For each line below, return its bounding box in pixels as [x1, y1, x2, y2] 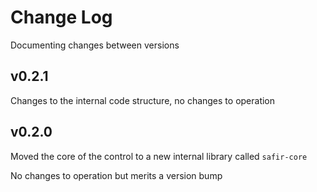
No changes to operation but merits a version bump [10, 169, 223, 181]
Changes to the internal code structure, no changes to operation [10, 94, 276, 106]
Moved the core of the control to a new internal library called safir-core [10, 150, 308, 162]
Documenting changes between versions [10, 39, 180, 51]
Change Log [10, 6, 113, 29]
